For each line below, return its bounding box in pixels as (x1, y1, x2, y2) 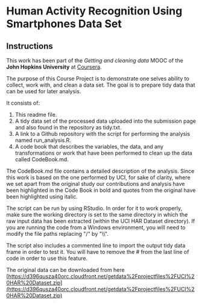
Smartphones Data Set (6, 17, 122, 31)
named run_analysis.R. (14, 137, 71, 144)
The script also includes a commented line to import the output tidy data (6, 242, 186, 249)
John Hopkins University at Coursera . (6, 63, 102, 70)
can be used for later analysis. (6, 88, 81, 94)
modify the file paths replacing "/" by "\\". (6, 230, 109, 237)
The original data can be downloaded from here (6, 266, 125, 273)
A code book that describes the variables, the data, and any (14, 143, 164, 150)
